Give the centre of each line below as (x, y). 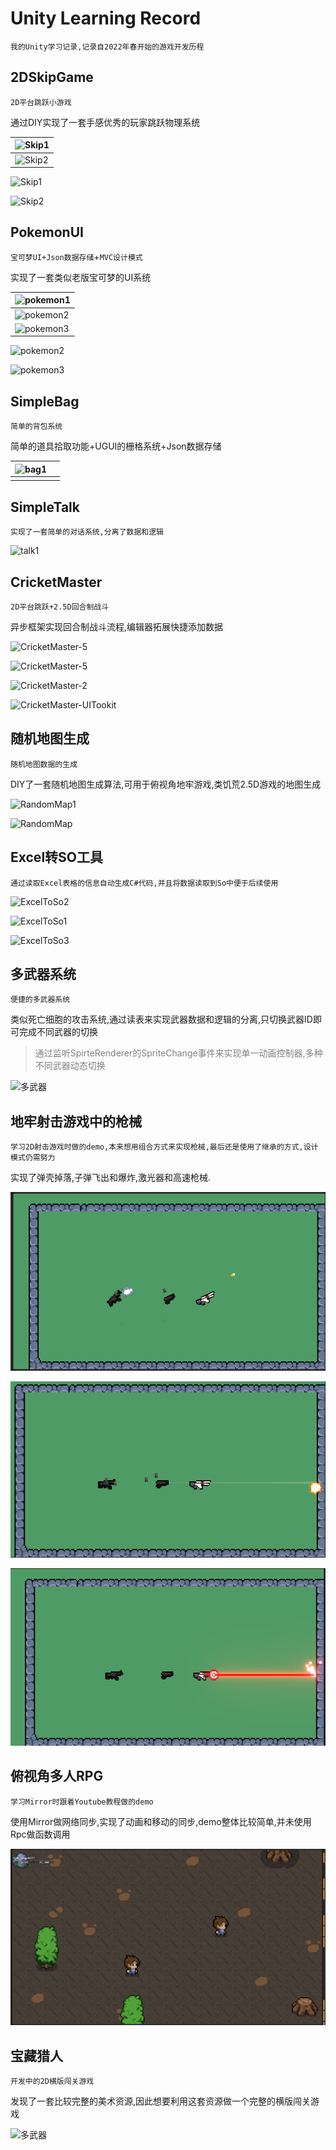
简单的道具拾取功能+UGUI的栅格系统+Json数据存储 (116, 446)
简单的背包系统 (36, 427)
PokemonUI (47, 232)
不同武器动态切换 (70, 1066)
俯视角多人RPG (57, 1776)
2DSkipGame (52, 77)
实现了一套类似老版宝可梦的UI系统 (81, 277)
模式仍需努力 (33, 1158)
